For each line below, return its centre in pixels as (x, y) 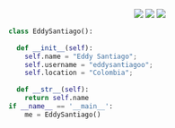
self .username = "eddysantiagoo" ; (89, 64)
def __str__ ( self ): (53, 90)
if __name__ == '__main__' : (61, 106)
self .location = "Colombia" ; (79, 73)
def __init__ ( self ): (55, 48)
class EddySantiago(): (51, 31)
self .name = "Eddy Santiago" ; (81, 56)
